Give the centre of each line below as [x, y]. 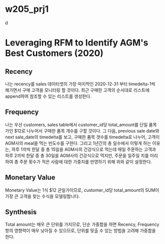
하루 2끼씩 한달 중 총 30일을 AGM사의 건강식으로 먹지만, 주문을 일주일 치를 [77, 155]
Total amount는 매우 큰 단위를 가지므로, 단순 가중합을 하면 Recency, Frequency [82, 224]
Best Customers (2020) [54, 53]
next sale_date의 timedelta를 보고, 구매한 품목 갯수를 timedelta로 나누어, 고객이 [82, 137]
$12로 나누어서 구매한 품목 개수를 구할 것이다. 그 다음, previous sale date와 [87, 131]
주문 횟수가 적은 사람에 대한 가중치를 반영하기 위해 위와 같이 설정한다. [86, 162]
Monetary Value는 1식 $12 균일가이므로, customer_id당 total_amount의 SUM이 [82, 190]
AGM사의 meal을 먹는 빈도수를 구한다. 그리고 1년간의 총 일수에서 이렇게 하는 [78, 143]
